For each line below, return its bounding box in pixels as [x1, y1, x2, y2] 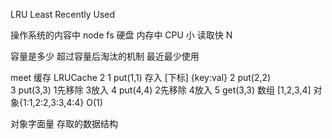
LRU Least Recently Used [10, 9, 116, 20]
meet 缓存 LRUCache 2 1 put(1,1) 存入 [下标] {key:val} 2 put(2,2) [10, 72, 272, 83]
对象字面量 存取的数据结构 [10, 118, 118, 129]
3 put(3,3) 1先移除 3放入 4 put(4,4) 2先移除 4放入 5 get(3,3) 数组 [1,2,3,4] [10, 84, 312, 96]
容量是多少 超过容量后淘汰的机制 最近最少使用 [10, 50, 200, 62]
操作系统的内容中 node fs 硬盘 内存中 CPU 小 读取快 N [10, 29, 233, 41]
